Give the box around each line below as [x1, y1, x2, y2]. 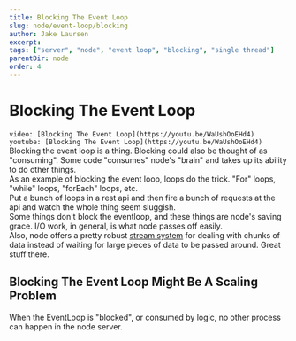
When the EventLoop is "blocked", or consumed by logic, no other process [9, 312, 281, 322]
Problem [9, 289, 57, 304]
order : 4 [9, 63, 42, 72]
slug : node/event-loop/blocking [9, 21, 128, 30]
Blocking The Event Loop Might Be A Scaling [9, 275, 259, 290]
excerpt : [9, 37, 42, 47]
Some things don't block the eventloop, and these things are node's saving [9, 211, 282, 221]
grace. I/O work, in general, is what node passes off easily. [9, 221, 224, 231]
